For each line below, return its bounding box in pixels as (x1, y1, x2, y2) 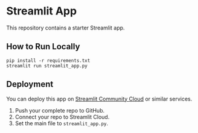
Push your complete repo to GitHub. (14, 107, 105, 114)
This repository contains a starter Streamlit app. (6, 24, 125, 31)
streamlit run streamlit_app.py (6, 63, 88, 69)
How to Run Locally (6, 42, 80, 52)
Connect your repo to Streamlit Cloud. (14, 113, 110, 120)
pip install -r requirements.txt (6, 57, 91, 64)
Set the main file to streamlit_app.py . (14, 119, 109, 127)
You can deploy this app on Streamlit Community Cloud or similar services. (6, 95, 193, 102)
